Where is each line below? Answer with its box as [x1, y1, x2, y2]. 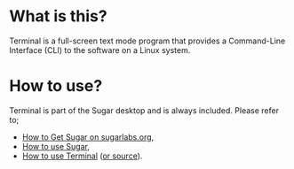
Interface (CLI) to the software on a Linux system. [9, 44, 191, 55]
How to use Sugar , [21, 141, 91, 151]
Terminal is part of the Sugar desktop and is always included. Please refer [9, 104, 280, 116]
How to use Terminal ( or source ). [21, 150, 143, 161]
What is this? [9, 6, 108, 27]
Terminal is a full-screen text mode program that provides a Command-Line [9, 35, 286, 46]
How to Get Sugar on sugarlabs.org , [21, 131, 155, 142]
